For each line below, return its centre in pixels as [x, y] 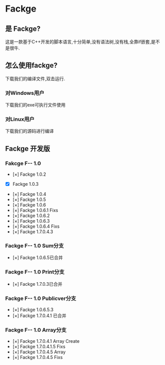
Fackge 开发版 [28, 149]
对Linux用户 [20, 119]
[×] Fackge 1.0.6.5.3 [33, 310]
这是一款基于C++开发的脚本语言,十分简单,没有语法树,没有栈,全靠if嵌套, [78, 42]
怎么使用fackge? [31, 65]
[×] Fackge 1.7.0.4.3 [33, 232]
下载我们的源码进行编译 [29, 131]
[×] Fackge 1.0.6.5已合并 [37, 257]
